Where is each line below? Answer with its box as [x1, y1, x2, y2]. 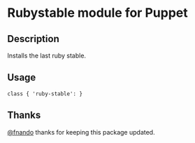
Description [7, 33, 59, 45]
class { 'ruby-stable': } [7, 90, 82, 97]
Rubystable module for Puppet [7, 5, 188, 21]
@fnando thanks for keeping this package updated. [7, 128, 155, 136]
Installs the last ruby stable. [7, 51, 86, 60]
